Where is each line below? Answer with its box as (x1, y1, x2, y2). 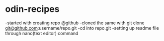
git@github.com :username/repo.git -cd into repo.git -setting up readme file (5, 25, 159, 31)
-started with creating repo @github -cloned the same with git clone (5, 20, 145, 26)
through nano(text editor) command (5, 30, 79, 36)
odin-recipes (5, 3, 60, 15)
